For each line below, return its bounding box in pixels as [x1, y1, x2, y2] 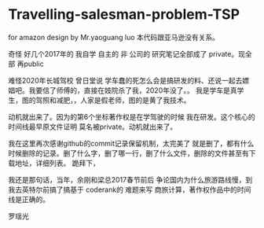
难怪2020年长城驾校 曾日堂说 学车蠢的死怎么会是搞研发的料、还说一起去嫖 [8, 75, 250, 85]
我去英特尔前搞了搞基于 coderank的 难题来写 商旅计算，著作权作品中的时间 [8, 185, 251, 194]
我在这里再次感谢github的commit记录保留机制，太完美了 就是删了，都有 [8, 138, 241, 148]
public [23, 59, 45, 68]
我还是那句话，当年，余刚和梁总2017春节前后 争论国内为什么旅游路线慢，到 [8, 175, 253, 184]
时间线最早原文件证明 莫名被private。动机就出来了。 [8, 122, 178, 131]
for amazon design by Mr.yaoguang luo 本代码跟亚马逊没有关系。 [8, 32, 220, 42]
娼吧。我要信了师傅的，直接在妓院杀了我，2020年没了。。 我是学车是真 [8, 85, 237, 95]
